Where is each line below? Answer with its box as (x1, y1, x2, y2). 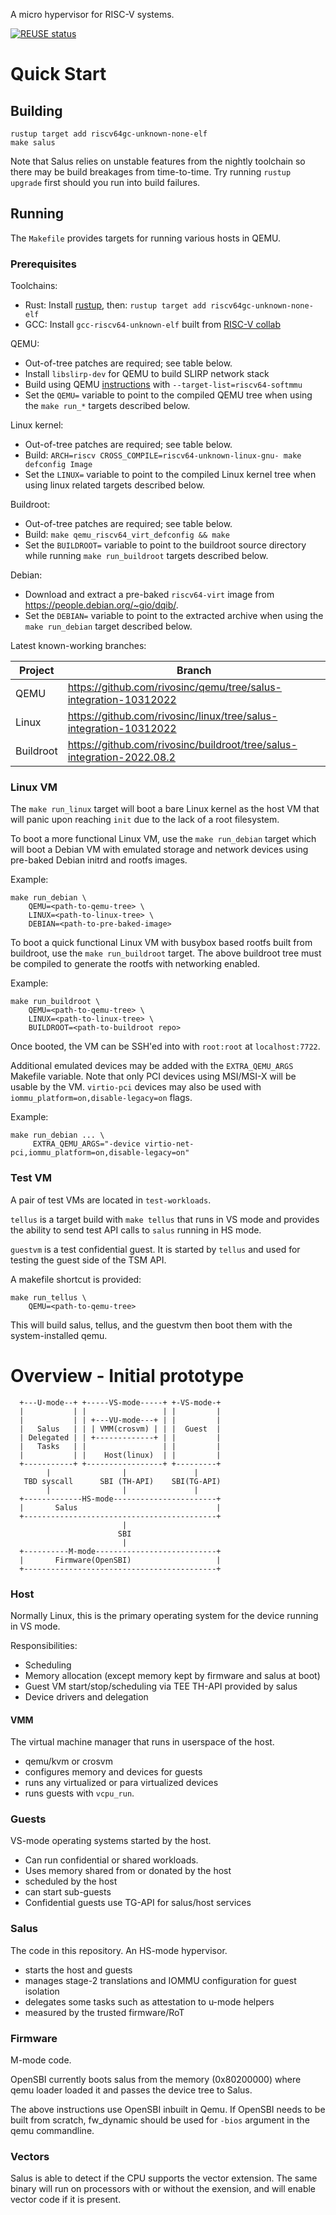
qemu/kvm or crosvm (24, 1755, 113, 1768)
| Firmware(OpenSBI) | (19, 1555, 222, 1565)
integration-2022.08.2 (67, 750, 176, 764)
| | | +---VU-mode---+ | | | (19, 1415, 222, 1425)
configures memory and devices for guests (24, 1766, 203, 1778)
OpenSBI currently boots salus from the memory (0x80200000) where (10, 2074, 302, 2086)
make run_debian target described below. (24, 620, 193, 633)
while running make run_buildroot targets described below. (24, 550, 269, 562)
